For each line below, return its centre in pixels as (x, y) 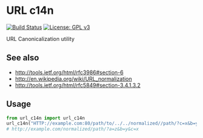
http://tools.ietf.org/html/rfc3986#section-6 (69, 72)
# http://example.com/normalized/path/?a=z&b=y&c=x (72, 129)
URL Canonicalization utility (40, 39)
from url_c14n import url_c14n (46, 118)
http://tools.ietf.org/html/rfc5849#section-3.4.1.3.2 (78, 85)
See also (23, 58)
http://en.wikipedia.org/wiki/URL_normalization (73, 78)
